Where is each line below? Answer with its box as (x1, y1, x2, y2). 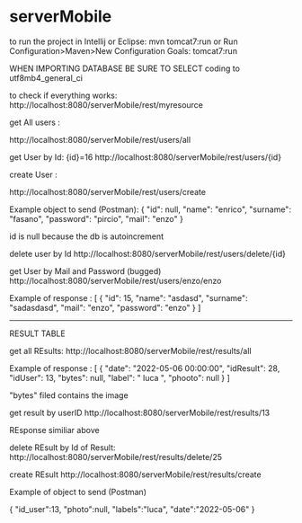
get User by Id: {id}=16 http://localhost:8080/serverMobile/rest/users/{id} (9, 151, 281, 163)
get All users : (9, 117, 61, 128)
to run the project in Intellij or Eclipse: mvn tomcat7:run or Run (9, 36, 238, 47)
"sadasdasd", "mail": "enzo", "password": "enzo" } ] (9, 302, 201, 313)
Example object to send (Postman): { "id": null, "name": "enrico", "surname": (9, 204, 292, 215)
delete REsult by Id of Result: (9, 442, 116, 453)
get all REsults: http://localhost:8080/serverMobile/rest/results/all (9, 345, 252, 356)
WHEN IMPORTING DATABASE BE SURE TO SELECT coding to (9, 63, 241, 74)
